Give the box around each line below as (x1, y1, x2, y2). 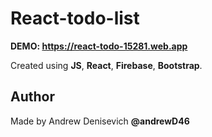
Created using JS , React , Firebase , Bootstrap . (10, 59, 203, 71)
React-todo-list (10, 7, 140, 30)
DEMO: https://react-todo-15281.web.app (10, 40, 188, 52)
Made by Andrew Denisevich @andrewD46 (10, 115, 190, 127)
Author (10, 88, 55, 106)
